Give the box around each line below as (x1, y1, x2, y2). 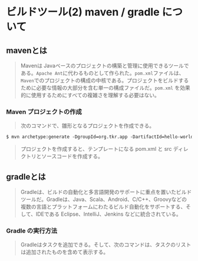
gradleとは (6, 171, 46, 181)
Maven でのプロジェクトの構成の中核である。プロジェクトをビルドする (20, 77, 189, 84)
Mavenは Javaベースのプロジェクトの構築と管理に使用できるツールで (20, 62, 190, 69)
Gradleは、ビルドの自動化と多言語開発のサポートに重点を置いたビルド (20, 188, 192, 195)
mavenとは (6, 45, 47, 55)
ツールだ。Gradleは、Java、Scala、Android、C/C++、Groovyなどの (20, 196, 187, 203)
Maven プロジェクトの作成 (6, 107, 82, 115)
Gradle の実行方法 (6, 226, 58, 234)
